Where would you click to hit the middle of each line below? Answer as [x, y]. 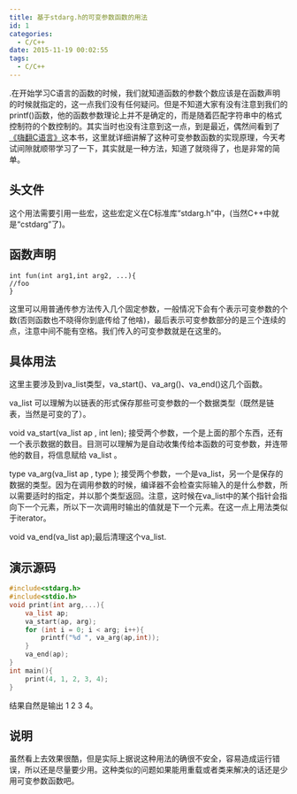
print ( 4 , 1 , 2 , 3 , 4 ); [67, 679]
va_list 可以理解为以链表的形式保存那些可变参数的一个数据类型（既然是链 [142, 403]
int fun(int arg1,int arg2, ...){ [73, 275]
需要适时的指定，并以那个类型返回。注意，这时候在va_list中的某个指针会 [148, 496]
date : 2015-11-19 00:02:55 [59, 50]
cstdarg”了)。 [46, 224]
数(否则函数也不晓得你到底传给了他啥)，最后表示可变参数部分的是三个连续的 [148, 320]
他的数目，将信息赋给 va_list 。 [65, 455]
